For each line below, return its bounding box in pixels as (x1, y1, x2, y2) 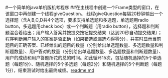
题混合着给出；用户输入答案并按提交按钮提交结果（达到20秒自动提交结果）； (5, 30, 162, 35)
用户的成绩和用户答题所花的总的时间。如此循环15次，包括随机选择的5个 (5, 55, 153, 60)
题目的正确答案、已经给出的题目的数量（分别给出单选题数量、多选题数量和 (5, 42, 159, 48)
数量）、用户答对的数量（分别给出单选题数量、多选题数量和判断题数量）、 (14, 48, 163, 54)
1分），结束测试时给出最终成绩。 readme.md (5, 67, 94, 73)
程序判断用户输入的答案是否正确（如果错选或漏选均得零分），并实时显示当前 (5, 36, 161, 42)
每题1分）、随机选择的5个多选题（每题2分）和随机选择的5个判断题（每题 (14, 61, 162, 67)
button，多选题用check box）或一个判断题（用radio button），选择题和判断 (5, 23, 159, 29)
